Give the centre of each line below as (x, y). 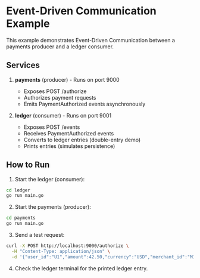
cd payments (21, 218)
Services (23, 65)
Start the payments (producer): (53, 207)
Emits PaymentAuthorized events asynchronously (85, 104)
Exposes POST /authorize (55, 91)
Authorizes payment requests (60, 97)
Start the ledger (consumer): (50, 179)
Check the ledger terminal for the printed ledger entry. (81, 268)
